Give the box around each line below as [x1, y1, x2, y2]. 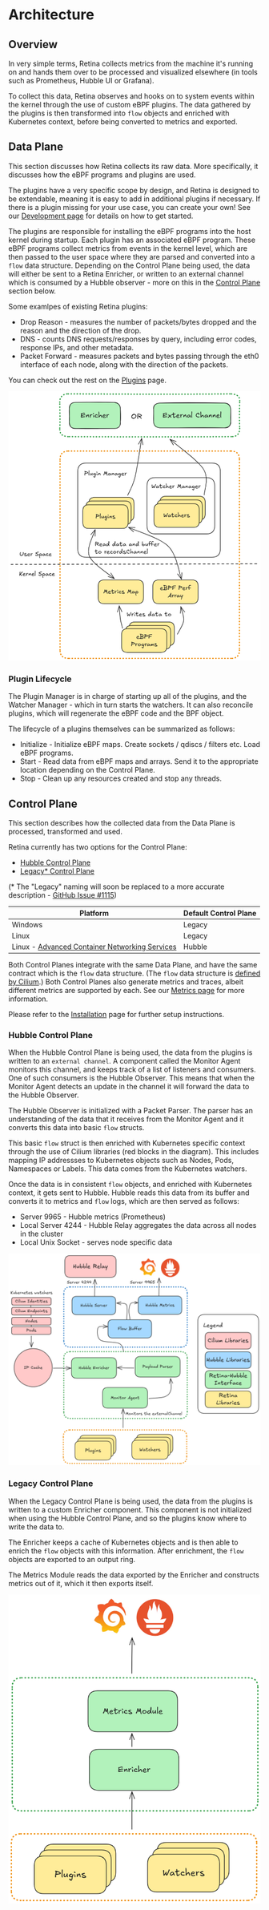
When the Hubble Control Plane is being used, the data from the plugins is [8, 1048, 253, 1057]
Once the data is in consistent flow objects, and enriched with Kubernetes [8, 1180, 252, 1189]
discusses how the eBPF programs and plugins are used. [8, 170, 196, 180]
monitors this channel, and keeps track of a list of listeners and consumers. [8, 1064, 256, 1075]
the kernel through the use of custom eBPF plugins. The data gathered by [8, 100, 251, 109]
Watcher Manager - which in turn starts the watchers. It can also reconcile [8, 700, 254, 710]
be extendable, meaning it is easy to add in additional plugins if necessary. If [8, 194, 261, 204]
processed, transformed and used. [8, 827, 122, 837]
